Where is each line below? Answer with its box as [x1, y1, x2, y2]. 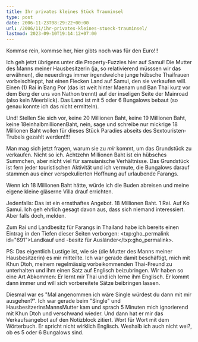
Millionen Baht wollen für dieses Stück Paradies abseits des [6, 127, 152, 134]
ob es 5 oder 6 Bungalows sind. [6, 329, 84, 336]
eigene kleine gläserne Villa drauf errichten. [6, 188, 114, 195]
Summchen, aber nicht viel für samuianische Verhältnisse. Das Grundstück [6, 158, 190, 165]
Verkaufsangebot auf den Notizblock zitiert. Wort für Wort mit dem [6, 316, 169, 324]
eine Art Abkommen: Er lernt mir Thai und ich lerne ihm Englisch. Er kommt [6, 273, 189, 280]
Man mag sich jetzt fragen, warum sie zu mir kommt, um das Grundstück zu [6, 145, 192, 152]
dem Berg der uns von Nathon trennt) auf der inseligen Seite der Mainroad [6, 90, 188, 98]
